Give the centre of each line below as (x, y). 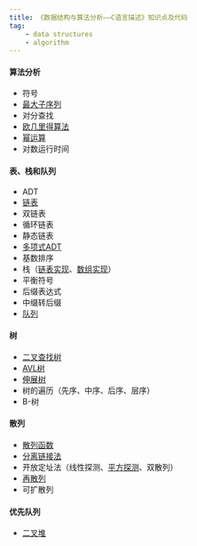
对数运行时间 (45, 149)
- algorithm (47, 42)
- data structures (59, 34)
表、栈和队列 (32, 171)
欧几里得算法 (45, 126)
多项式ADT (42, 247)
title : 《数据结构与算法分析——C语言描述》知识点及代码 (98, 17)
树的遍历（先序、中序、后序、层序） (88, 390)
